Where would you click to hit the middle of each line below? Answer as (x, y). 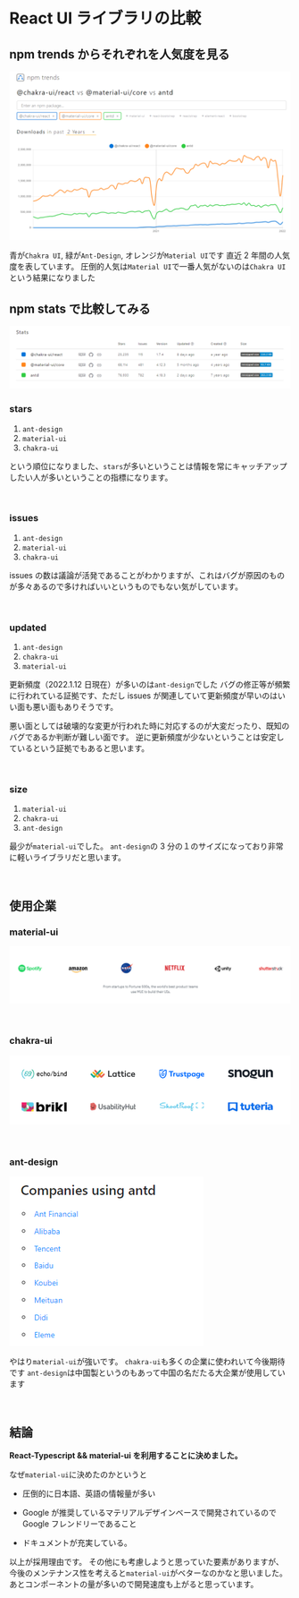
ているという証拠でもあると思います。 (79, 748)
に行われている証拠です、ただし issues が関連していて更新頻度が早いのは (144, 696)
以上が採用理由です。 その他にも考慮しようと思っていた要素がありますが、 (146, 1562)
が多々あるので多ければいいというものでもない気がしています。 (126, 586)
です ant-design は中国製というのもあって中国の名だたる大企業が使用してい (147, 1373)
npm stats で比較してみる (80, 308)
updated (28, 628)
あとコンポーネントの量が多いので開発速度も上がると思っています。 (134, 1585)
